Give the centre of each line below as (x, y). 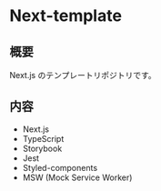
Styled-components (60, 167)
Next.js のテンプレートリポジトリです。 (83, 75)
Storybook (42, 148)
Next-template (66, 16)
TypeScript (43, 138)
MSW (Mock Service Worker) (77, 177)
